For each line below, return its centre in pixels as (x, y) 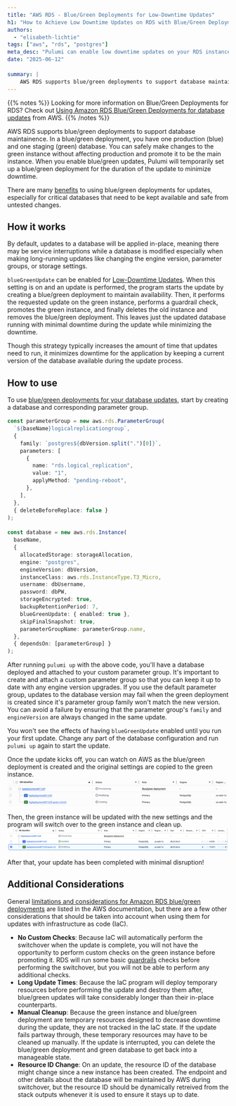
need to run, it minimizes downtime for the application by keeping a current (116, 353)
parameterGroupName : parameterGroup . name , (83, 629)
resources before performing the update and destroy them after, (110, 990)
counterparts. (37, 1005)
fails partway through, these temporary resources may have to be (112, 1034)
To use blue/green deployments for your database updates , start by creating (118, 400)
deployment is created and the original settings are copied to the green (110, 767)
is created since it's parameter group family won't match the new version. (114, 702)
